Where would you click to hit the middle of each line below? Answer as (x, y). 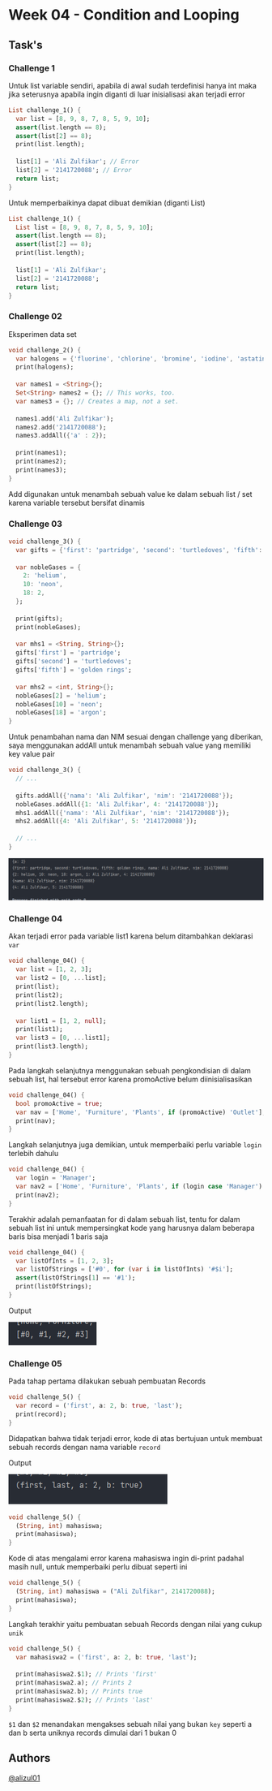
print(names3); (41, 470)
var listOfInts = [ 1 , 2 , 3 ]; (65, 1261)
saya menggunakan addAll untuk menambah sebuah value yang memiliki (130, 745)
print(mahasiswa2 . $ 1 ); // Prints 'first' (87, 1674)
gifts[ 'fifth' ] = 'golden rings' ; (74, 670)
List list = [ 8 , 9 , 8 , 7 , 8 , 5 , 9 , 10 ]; (85, 227)
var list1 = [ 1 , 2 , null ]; (61, 1021)
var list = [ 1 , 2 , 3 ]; (54, 969)
